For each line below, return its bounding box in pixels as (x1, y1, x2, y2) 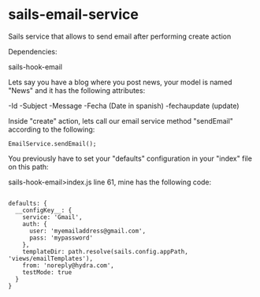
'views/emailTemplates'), (8, 254, 93, 262)
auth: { (22, 220, 47, 228)
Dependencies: (8, 46, 58, 56)
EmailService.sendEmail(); (8, 139, 97, 147)
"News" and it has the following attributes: (8, 85, 146, 95)
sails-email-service (8, 6, 139, 24)
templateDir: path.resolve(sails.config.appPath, (22, 247, 189, 255)
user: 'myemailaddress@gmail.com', (28, 227, 147, 235)
